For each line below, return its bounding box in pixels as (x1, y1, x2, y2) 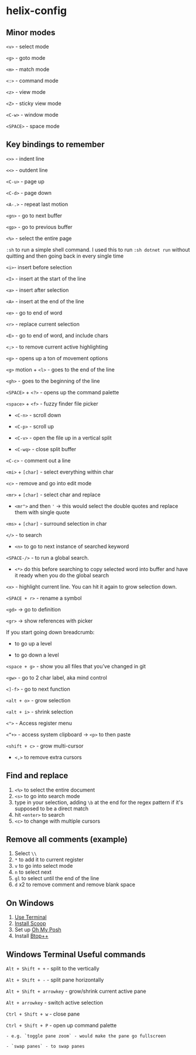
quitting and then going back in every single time (6, 252, 124, 259)
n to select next (14, 868, 51, 875)
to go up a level (14, 640, 52, 647)
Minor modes (6, 28, 56, 38)
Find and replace (6, 770, 68, 781)
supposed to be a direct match (14, 805, 89, 812)
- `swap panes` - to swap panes (6, 1043, 85, 1050)
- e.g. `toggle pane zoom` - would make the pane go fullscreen (6, 1033, 166, 1039)
